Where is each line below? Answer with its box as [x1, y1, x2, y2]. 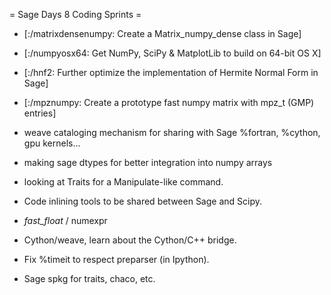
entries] [23, 107, 57, 119]
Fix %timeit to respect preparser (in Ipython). [23, 254, 210, 265]
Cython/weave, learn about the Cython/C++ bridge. [23, 234, 237, 246]
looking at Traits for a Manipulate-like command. [23, 176, 224, 188]
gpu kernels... [23, 137, 81, 149]
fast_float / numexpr [23, 215, 108, 226]
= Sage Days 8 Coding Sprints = [9, 9, 142, 20]
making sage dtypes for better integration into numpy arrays [23, 157, 273, 168]
